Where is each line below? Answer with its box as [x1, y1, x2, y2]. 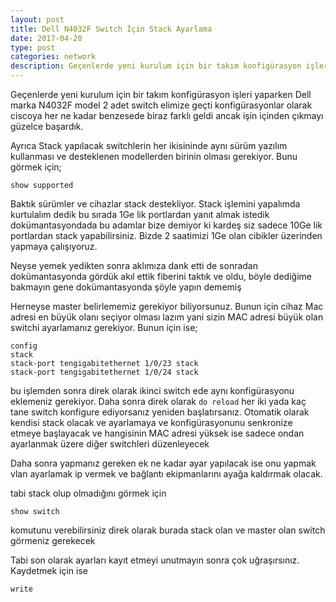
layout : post [10, 14, 65, 25]
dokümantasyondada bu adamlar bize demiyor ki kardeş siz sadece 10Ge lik [10, 219, 323, 231]
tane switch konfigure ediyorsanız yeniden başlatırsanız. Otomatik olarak [10, 406, 310, 418]
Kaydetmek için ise [10, 565, 88, 576]
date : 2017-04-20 [10, 33, 83, 43]
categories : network [10, 52, 97, 62]
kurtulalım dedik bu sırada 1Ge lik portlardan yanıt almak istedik [10, 209, 270, 220]
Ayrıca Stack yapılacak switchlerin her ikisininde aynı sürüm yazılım [10, 140, 288, 151]
